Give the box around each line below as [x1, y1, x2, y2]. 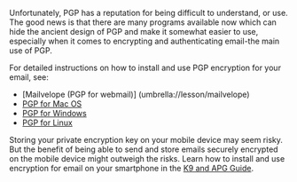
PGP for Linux [21, 117, 73, 128]
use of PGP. [9, 45, 53, 56]
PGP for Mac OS [21, 99, 82, 109]
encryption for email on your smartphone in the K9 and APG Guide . [9, 163, 254, 173]
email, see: [9, 72, 49, 83]
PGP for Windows [21, 108, 87, 118]
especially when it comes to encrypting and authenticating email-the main [9, 36, 280, 46]
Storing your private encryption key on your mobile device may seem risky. [9, 135, 284, 145]
